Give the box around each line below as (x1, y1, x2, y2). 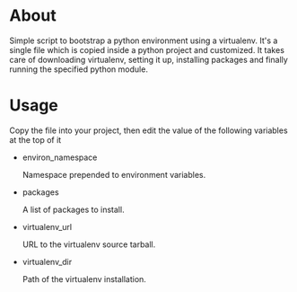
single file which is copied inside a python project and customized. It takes (9, 44, 285, 55)
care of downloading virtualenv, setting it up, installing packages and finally (9, 54, 289, 65)
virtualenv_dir (22, 256, 73, 267)
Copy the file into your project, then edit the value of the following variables (9, 125, 289, 136)
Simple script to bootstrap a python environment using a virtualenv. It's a (9, 35, 278, 46)
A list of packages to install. (22, 204, 125, 215)
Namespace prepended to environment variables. (22, 169, 206, 180)
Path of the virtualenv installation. (22, 273, 146, 284)
